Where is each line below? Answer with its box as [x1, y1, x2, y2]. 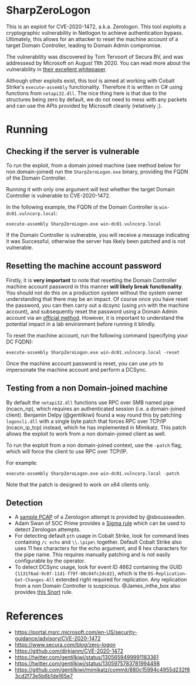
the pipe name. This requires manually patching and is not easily [14, 551, 171, 558]
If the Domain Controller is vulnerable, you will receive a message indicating [6, 231, 190, 239]
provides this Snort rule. [14, 588, 73, 595]
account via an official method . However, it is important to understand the [6, 314, 184, 321]
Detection [6, 498, 43, 508]
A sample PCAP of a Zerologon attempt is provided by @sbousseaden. [14, 514, 186, 521]
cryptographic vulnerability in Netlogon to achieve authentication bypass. [6, 29, 184, 36]
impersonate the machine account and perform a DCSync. [6, 366, 147, 373]
